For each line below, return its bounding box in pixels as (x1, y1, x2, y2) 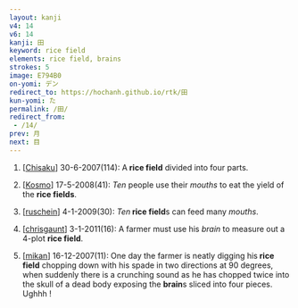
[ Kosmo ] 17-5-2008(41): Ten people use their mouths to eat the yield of (21, 179, 285, 190)
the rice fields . (21, 188, 78, 199)
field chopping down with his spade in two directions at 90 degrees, (21, 260, 274, 271)
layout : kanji (9, 12, 62, 22)
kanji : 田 (9, 37, 45, 47)
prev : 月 (9, 129, 40, 138)
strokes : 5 (9, 63, 50, 72)
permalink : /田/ (9, 104, 69, 113)
